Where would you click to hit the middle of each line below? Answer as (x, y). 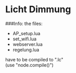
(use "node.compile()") (29, 65)
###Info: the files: (24, 23)
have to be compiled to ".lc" (34, 59)
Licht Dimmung (38, 9)
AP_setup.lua (27, 33)
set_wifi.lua (24, 39)
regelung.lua (26, 50)
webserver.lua (28, 44)
